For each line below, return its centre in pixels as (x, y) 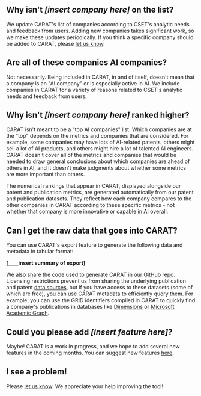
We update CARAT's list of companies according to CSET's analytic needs (98, 24)
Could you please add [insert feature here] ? (89, 332)
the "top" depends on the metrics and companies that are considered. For (97, 136)
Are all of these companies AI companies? (86, 63)
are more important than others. (46, 175)
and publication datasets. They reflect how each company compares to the (99, 199)
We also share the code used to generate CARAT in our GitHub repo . (91, 275)
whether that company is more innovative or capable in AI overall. (87, 212)
